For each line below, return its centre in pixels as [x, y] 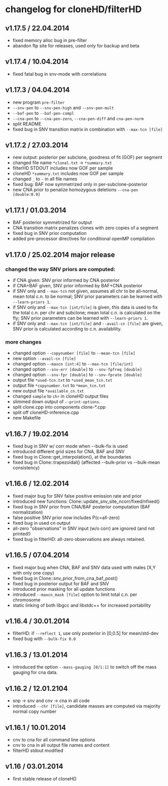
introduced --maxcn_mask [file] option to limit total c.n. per [75, 594]
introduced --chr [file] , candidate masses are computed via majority [87, 706]
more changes [23, 342]
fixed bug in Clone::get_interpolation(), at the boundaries [72, 457]
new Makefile [27, 418]
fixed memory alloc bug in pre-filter [50, 40]
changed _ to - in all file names [45, 179]
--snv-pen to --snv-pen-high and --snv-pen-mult [63, 107]
